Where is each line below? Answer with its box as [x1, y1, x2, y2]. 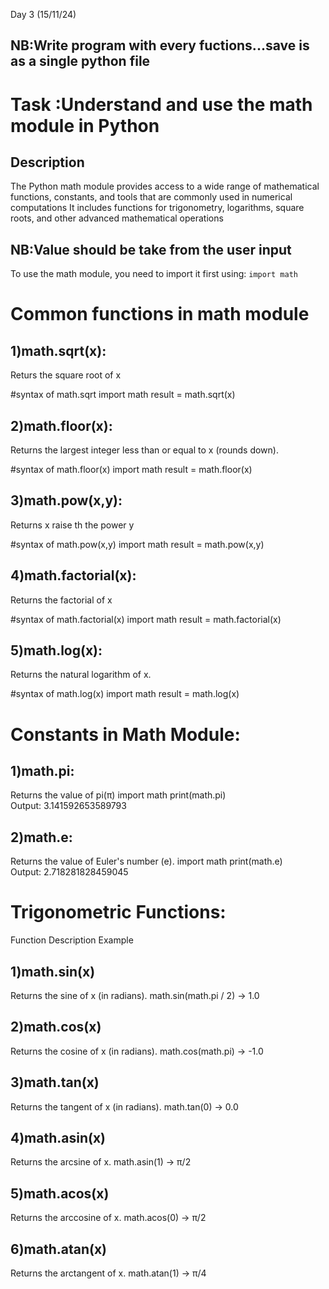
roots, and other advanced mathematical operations [10, 212, 224, 224]
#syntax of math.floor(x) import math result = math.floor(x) [10, 464, 253, 476]
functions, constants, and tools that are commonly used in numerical [10, 191, 293, 203]
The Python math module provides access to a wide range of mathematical [10, 180, 320, 193]
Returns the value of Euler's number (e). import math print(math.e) [10, 855, 283, 868]
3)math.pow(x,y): [10, 492, 123, 509]
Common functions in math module [10, 303, 310, 326]
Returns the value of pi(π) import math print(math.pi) [10, 789, 227, 801]
